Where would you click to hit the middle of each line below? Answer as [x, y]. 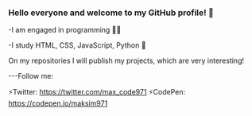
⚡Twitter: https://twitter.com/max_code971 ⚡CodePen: [97, 92]
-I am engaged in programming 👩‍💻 [65, 30]
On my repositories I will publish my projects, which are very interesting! [126, 61]
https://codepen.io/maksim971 [58, 103]
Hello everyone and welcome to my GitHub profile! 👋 [111, 13]
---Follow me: [31, 76]
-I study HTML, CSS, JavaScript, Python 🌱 [77, 45]
